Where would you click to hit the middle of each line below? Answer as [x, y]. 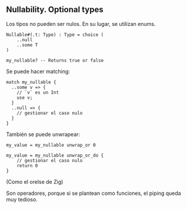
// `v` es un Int [38, 92]
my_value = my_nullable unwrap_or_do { [55, 155]
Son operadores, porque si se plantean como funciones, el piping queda [93, 193]
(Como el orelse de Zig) [35, 181]
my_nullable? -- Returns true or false [55, 60]
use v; [25, 97]
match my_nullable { [31, 82]
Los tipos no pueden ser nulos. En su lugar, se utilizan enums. [81, 24]
